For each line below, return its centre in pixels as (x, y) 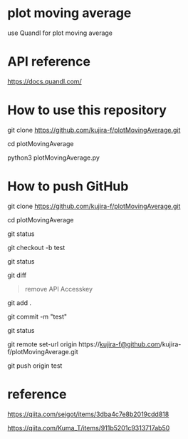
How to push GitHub (68, 186)
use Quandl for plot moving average (60, 33)
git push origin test (35, 366)
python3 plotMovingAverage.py (53, 157)
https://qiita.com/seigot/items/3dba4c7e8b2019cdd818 (88, 414)
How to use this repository (87, 110)
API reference (49, 62)
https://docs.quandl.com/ (45, 81)
